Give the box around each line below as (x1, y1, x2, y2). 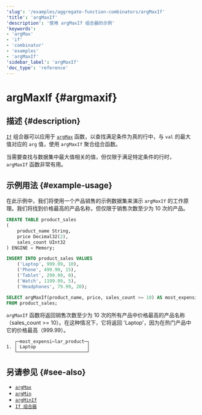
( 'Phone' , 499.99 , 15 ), (17, 267, 77, 273)
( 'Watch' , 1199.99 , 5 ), (17, 278, 77, 284)
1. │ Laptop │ (6, 344, 90, 350)
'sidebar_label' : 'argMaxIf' (6, 59, 79, 65)
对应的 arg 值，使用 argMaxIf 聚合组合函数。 (11, 141, 121, 148)
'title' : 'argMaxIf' (6, 14, 58, 20)
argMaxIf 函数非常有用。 (6, 161, 67, 168)
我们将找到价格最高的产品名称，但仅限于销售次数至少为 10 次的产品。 (16, 205, 189, 212)
